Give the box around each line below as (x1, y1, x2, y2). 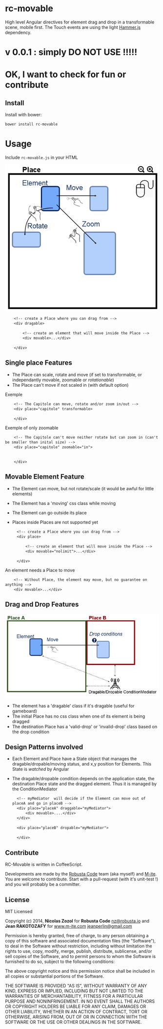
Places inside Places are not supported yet (12, 519, 99, 525)
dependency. (5, 29, 32, 35)
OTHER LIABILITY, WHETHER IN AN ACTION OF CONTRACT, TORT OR (5, 1008, 147, 1014)
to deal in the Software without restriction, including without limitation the (5, 943, 152, 949)
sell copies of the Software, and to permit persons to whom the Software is (5, 953, 156, 959)
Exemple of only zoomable (5, 425, 59, 431)
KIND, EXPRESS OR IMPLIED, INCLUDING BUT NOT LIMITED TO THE (5, 988, 143, 994)
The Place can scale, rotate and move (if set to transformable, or (12, 372, 143, 377)
